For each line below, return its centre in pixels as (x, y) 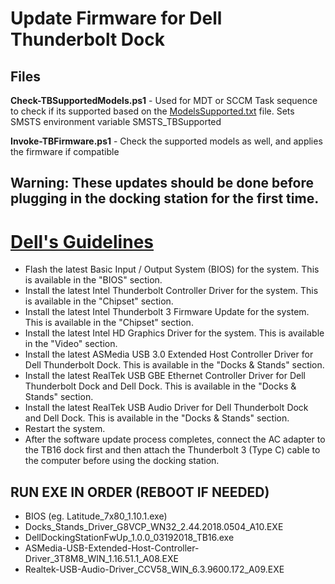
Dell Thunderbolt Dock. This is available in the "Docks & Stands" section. (174, 365)
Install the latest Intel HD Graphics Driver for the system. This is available (174, 333)
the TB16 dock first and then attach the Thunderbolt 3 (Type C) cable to (172, 450)
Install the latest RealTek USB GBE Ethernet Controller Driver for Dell (165, 376)
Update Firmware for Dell (116, 18)
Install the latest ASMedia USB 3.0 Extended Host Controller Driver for (169, 354)
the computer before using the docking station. (122, 461)
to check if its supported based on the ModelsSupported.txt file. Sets (152, 111)
